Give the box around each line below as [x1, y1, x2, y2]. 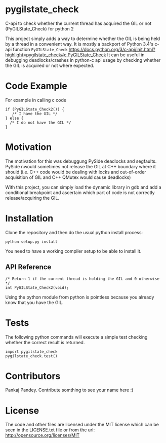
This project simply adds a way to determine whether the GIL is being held [5, 35, 160, 42]
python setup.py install [5, 239, 58, 244]
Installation [5, 213, 54, 224]
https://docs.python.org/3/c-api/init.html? [68, 46, 155, 52]
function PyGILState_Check [12, 46, 68, 52]
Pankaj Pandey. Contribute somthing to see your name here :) [5, 387, 134, 393]
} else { [5, 116, 24, 121]
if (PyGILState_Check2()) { [5, 106, 65, 112]
